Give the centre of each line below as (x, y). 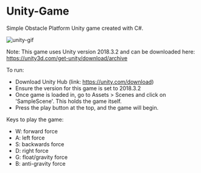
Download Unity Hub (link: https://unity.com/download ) (84, 82)
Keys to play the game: (35, 119)
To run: (15, 70)
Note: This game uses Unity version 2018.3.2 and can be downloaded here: (101, 51)
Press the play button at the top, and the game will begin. (87, 107)
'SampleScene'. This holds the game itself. (68, 101)
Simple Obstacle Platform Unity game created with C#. (75, 28)
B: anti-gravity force (40, 163)
